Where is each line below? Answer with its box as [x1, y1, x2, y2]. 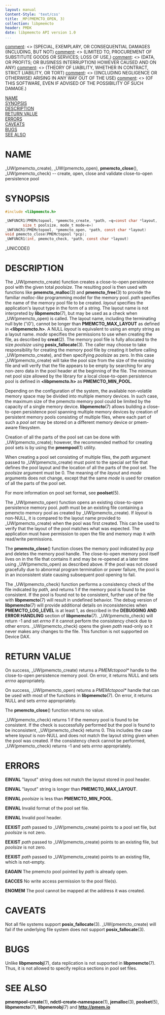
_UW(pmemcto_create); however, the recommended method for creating [5, 440, 153, 445]
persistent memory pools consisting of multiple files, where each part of [5, 414, 152, 420]
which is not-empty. [5, 859, 46, 865]
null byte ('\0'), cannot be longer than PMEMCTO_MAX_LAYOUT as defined [5, 321, 160, 327]
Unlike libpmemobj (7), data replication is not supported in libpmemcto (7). [5, 960, 156, 966]
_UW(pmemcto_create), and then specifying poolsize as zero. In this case [5, 352, 154, 358]
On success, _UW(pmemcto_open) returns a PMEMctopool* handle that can [5, 687, 159, 693]
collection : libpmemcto [5, 21, 54, 26]
